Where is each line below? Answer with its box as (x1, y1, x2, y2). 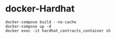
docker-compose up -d (5, 23, 52, 29)
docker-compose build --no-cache (5, 19, 77, 24)
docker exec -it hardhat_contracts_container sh (5, 28, 111, 33)
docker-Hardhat (5, 3, 75, 14)
